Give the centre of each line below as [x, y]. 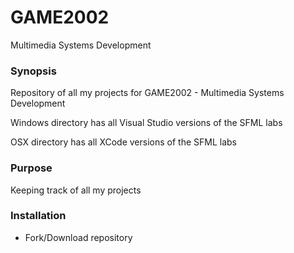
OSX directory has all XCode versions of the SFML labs [123, 142]
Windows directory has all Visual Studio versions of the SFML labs [146, 123]
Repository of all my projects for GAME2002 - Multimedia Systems [147, 93]
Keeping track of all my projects [76, 190]
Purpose [31, 168]
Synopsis [33, 71]
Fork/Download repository [78, 237]
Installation [38, 216]
